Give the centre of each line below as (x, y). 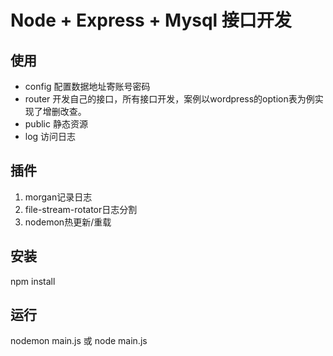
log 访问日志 (50, 136)
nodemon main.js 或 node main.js (79, 341)
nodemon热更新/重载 (68, 222)
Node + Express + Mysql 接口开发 (151, 20)
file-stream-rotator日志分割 (81, 209)
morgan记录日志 (58, 197)
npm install (33, 281)
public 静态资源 (56, 124)
